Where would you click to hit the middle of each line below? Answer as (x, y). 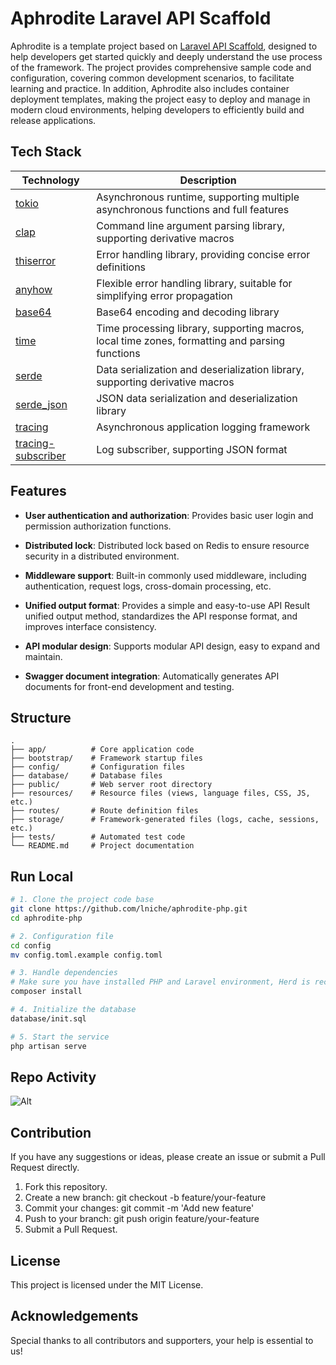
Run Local (42, 876)
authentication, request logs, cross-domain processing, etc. (148, 586)
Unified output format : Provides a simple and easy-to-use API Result (167, 605)
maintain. (43, 656)
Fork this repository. (66, 1187)
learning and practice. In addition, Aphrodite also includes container (150, 88)
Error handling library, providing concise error (203, 254)
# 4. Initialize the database (73, 1010)
